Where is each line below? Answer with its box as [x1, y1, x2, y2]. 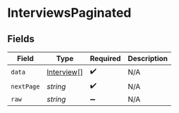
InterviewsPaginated [7, 5, 132, 21]
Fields [7, 33, 35, 45]
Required [89, 54, 121, 63]
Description [128, 54, 168, 63]
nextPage [11, 82, 40, 91]
